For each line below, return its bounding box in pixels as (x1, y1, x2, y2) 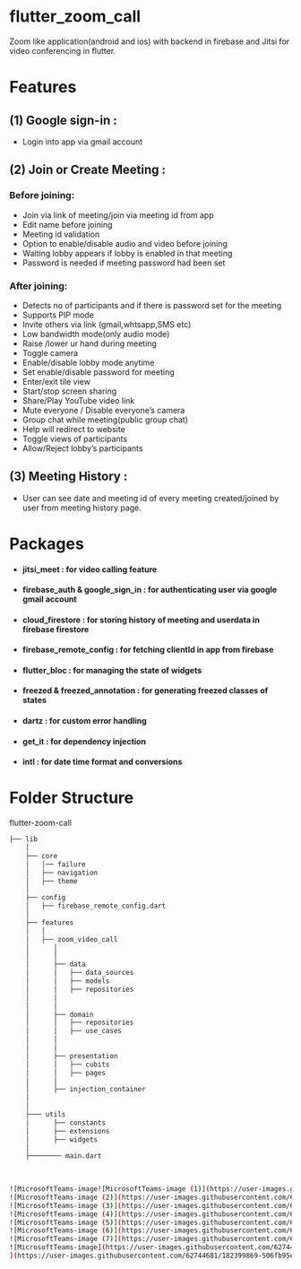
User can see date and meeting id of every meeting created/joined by (21, 492, 279, 503)
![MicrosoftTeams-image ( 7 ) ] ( (9, 1235, 123, 1244)
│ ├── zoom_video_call (25, 934, 118, 943)
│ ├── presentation (25, 1051, 118, 1060)
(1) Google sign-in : (9, 112, 118, 127)
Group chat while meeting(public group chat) (21, 414, 189, 425)
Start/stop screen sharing (21, 386, 117, 396)
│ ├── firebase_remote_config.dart (25, 901, 167, 911)
